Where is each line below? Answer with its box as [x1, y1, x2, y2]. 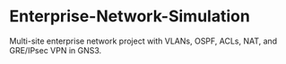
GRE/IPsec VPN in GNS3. [9, 44, 102, 55]
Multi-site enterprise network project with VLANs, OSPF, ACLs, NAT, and [9, 36, 278, 46]
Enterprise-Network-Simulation [9, 6, 251, 27]
